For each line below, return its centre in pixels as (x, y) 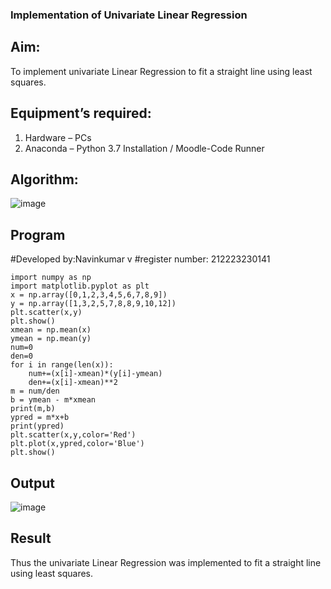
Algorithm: (44, 179)
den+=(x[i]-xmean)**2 (73, 383)
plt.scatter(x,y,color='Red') (73, 435)
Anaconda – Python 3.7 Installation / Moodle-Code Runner (144, 148)
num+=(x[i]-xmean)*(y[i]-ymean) (95, 374)
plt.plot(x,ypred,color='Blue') (77, 444)
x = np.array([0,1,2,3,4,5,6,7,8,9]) (89, 295)
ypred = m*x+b (40, 418)
